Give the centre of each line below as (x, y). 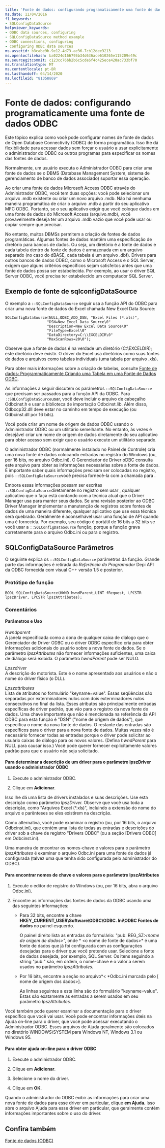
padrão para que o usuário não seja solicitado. (52, 751)
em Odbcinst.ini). (23, 838)
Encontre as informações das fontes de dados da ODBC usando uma (82, 901)
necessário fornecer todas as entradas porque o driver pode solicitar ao (78, 735)
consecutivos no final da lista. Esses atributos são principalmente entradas (81, 704)
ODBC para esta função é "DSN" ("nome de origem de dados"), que (74, 719)
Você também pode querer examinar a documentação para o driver (73, 1011)
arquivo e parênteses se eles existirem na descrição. (58, 813)
